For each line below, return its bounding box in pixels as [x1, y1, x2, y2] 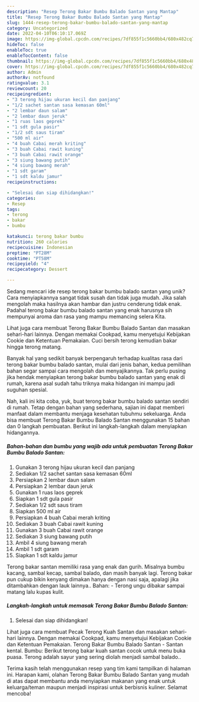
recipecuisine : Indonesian [6, 244, 73, 250]
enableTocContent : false [6, 53, 68, 59]
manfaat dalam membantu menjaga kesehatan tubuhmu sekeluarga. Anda [6, 410, 186, 417]
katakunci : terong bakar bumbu [6, 234, 84, 240]
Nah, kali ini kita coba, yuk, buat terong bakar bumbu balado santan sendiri [6, 397, 190, 405]
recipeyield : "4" [6, 261, 50, 267]
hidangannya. [6, 429, 40, 436]
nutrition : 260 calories [6, 239, 68, 245]
